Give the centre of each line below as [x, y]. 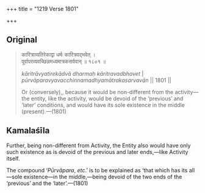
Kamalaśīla [28, 131]
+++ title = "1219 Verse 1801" [43, 9]
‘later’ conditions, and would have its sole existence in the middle [103, 105]
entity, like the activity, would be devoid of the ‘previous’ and [107, 98]
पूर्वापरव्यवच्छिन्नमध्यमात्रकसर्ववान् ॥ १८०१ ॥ [63, 61]
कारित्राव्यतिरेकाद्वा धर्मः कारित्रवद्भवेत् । [58, 54]
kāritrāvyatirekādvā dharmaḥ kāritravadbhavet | [82, 73]
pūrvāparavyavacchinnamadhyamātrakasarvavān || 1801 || [96, 80]
